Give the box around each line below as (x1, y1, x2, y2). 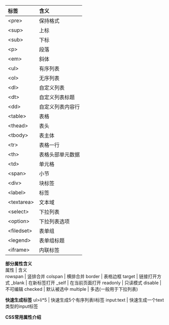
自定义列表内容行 (39, 103, 80, 110)
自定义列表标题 (39, 94, 75, 101)
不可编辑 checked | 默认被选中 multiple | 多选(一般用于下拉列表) (5, 286, 138, 292)
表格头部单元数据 (39, 151, 80, 158)
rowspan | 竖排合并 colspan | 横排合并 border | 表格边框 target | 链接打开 (5, 274, 157, 279)
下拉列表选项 (39, 218, 70, 225)
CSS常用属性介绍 (5, 314, 42, 320)
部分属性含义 (5, 261, 32, 266)
